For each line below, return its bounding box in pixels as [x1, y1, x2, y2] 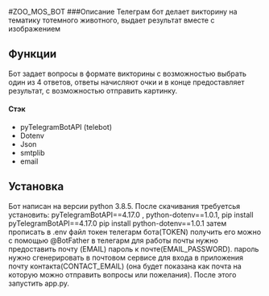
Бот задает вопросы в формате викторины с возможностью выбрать [8, 69, 247, 78]
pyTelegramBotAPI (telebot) [19, 123, 113, 132]
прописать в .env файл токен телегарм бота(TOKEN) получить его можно [8, 227, 262, 236]
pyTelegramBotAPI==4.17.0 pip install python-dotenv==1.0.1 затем [8, 218, 227, 228]
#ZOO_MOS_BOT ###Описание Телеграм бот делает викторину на [8, 7, 238, 16]
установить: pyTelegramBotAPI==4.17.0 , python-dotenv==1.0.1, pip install [8, 210, 254, 219]
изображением [8, 24, 61, 33]
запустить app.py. [8, 278, 70, 288]
